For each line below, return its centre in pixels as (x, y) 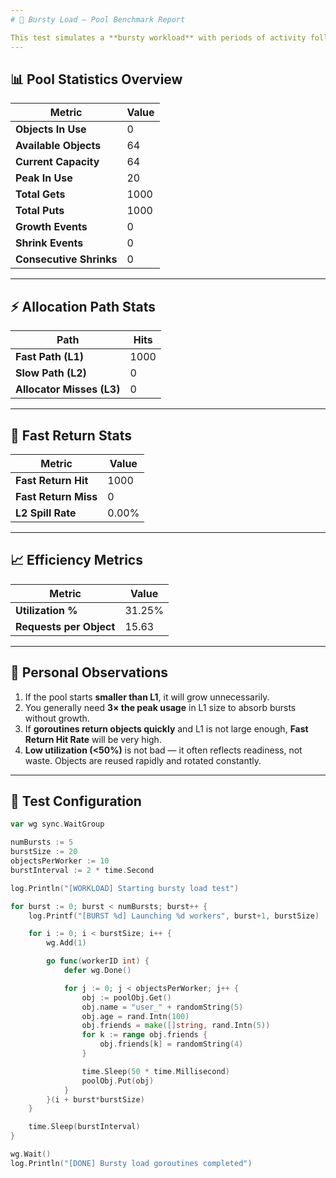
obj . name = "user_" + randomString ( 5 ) (162, 1007)
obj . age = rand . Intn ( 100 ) (135, 1016)
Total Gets (40, 194)
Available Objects (58, 146)
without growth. (57, 718)
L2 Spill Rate (46, 513)
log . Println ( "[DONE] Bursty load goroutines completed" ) (131, 1163)
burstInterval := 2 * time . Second (82, 870)
